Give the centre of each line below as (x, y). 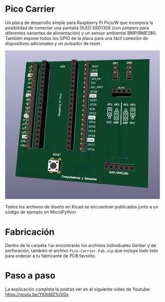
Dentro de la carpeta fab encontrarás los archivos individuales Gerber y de (81, 246)
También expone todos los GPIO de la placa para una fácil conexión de (77, 38)
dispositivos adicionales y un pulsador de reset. (53, 43)
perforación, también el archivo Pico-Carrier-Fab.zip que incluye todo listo (82, 251)
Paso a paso (30, 276)
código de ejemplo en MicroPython (41, 212)
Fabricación (30, 232)
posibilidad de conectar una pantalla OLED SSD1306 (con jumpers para (77, 27)
